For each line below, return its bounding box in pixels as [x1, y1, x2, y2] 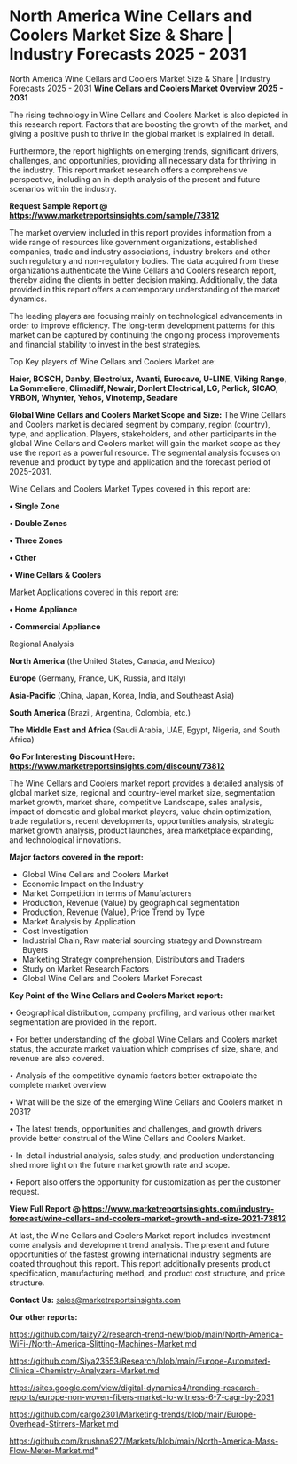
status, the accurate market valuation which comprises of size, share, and [9, 1043, 279, 1054]
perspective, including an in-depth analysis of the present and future [9, 173, 261, 184]
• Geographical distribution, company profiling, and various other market [9, 1007, 276, 1018]
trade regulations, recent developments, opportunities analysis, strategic [9, 815, 275, 826]
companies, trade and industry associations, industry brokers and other [9, 246, 270, 257]
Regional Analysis [9, 638, 74, 649]
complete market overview [9, 1079, 106, 1090]
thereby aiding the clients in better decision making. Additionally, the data [9, 274, 277, 285]
